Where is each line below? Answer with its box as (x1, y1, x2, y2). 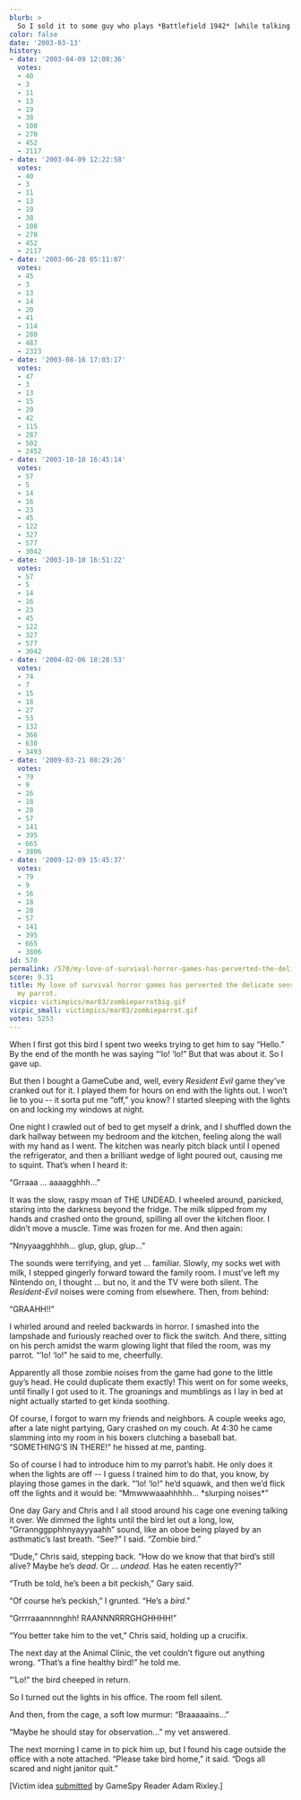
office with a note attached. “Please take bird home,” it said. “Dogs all (9, 1753, 266, 1764)
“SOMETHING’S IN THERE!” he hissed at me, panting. (9, 1441, 207, 1452)
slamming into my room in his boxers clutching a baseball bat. (9, 1432, 237, 1443)
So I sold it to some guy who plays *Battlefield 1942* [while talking (17, 22, 291, 31)
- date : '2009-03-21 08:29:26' (9, 756, 126, 765)
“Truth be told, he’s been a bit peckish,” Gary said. (9, 1577, 194, 1588)
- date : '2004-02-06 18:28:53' (9, 656, 126, 665)
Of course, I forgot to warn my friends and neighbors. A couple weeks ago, (9, 1412, 287, 1423)
